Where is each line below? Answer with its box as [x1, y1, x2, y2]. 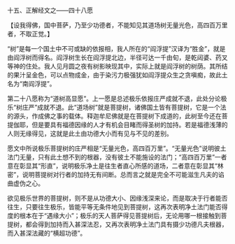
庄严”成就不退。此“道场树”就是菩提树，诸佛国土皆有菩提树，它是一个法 [22, 103, 227, 111]
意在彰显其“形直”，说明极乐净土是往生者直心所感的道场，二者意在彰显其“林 [7, 162, 224, 170]
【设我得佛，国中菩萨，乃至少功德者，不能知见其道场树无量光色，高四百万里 [7, 21, 228, 29]
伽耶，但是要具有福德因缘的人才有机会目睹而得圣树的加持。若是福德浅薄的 [13, 121, 228, 129]
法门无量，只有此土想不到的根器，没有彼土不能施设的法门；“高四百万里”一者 [7, 153, 227, 161]
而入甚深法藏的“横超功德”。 [7, 229, 87, 237]
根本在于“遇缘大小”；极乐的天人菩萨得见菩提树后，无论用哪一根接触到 [19, 212, 222, 220]
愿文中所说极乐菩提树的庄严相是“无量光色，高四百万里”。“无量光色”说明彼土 [7, 144, 227, 152]
